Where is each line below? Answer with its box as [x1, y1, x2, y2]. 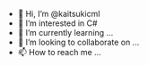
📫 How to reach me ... [17, 47, 101, 57]
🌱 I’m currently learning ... [17, 28, 114, 37]
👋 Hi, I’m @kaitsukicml [17, 9, 100, 19]
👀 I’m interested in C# [17, 18, 98, 29]
